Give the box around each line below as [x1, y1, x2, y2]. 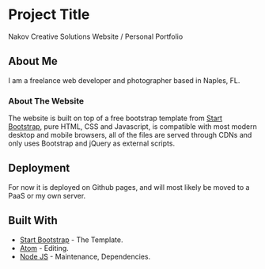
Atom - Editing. [19, 243, 69, 252]
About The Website [8, 95, 85, 106]
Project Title [8, 6, 90, 24]
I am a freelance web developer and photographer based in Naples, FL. [8, 75, 240, 85]
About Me [8, 55, 58, 68]
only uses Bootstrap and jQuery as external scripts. [8, 138, 176, 148]
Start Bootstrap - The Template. [19, 235, 123, 244]
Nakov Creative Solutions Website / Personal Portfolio [8, 32, 184, 41]
